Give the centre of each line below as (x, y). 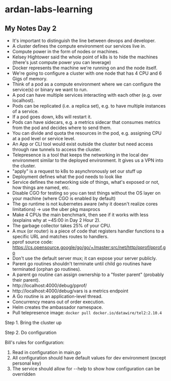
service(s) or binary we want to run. (50, 90)
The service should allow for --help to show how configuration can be (86, 369)
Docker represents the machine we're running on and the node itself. (85, 68)
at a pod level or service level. (44, 139)
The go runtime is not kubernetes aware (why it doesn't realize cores (85, 204)
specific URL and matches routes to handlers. (60, 236)
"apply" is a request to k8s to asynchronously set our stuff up (77, 171)
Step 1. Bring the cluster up (33, 323)
